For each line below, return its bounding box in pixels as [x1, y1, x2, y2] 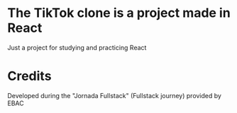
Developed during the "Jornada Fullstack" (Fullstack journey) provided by [7, 91, 222, 100]
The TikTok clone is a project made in [7, 5, 231, 21]
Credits [7, 69, 52, 84]
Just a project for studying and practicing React [7, 43, 147, 52]
